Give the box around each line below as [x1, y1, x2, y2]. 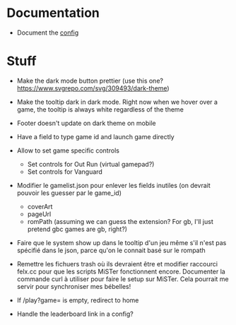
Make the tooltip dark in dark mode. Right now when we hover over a [16, 97, 218, 106]
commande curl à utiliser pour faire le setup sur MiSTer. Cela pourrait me [16, 274, 229, 283]
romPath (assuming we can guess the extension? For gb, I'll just [27, 217, 213, 225]
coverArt [27, 202, 53, 211]
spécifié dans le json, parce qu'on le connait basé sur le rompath [16, 246, 206, 254]
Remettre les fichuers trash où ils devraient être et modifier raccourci [16, 259, 218, 268]
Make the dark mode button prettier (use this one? [16, 76, 164, 85]
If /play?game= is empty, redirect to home [16, 295, 139, 305]
